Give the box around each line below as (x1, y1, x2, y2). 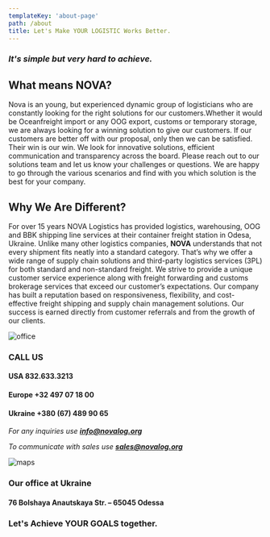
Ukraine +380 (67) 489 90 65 (8, 408, 109, 418)
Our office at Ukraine (8, 477, 92, 489)
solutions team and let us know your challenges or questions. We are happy (8, 160, 260, 169)
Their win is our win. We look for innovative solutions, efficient (8, 143, 215, 152)
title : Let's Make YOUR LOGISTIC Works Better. (8, 27, 172, 35)
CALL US (8, 352, 44, 363)
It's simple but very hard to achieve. (8, 53, 153, 65)
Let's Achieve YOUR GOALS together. (8, 518, 158, 529)
